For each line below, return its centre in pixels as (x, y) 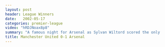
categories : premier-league (34, 23)
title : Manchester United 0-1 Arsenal (45, 37)
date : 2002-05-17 (25, 19)
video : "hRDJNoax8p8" (27, 28)
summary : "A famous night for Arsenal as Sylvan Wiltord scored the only (83, 32)
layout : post (19, 10)
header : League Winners (30, 14)
